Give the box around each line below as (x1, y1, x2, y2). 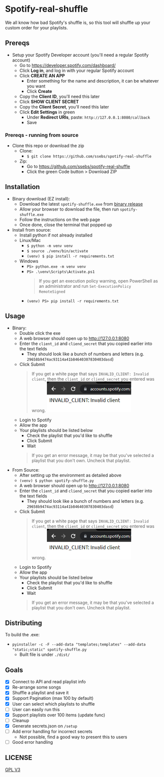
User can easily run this (12, 706, 60, 712)
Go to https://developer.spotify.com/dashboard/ (19, 62, 116, 68)
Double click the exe (19, 330, 61, 336)
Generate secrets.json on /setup (12, 723, 78, 729)
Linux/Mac (19, 237, 41, 243)
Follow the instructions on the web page (19, 216, 100, 222)
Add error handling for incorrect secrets (12, 728, 93, 734)
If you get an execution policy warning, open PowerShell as (39, 278, 158, 284)
